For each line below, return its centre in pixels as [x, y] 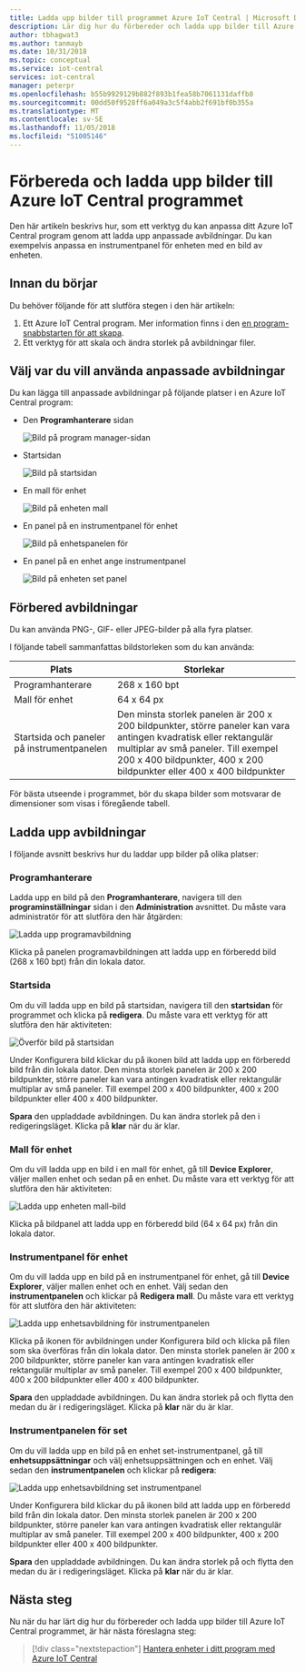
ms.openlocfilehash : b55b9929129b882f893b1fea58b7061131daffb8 [132, 94]
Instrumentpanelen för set [69, 1431]
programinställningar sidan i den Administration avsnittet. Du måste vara [148, 907]
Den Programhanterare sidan [78, 421]
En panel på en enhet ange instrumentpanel [104, 562]
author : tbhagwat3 [44, 35]
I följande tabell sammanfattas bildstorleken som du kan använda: [132, 647]
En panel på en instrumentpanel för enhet [100, 526]
